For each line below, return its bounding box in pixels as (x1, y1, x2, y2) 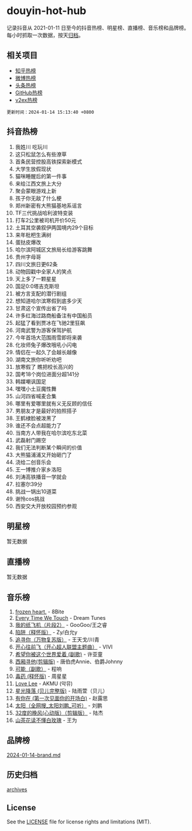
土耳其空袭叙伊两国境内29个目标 (15, 224, 94, 231)
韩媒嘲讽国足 (15, 378, 46, 385)
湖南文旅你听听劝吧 (15, 356, 62, 363)
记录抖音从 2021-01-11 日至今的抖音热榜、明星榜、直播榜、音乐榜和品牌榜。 (6, 24, 190, 31)
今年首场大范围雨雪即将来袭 (15, 334, 83, 341)
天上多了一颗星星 (15, 275, 57, 282)
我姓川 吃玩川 (15, 143, 48, 150)
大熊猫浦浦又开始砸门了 (15, 451, 72, 458)
